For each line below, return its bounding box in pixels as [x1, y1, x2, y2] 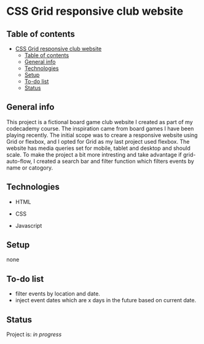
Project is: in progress [6, 330, 62, 338]
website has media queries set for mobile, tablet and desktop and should [6, 144, 190, 152]
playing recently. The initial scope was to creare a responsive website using [6, 131, 198, 139]
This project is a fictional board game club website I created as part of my [6, 118, 193, 125]
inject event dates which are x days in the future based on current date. [15, 297, 197, 304]
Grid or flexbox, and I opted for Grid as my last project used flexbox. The [6, 138, 190, 145]
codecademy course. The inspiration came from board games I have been [6, 125, 194, 132]
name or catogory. [6, 164, 53, 171]
